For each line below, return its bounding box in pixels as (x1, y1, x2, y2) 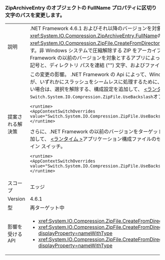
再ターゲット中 (29, 204, 65, 211)
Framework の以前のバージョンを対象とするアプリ (29, 55, 146, 61)
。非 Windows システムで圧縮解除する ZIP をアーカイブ (34, 47, 162, 54)
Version (7, 196, 26, 202)
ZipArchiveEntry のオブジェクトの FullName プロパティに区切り (5, 4, 157, 11)
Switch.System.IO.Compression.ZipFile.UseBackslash (29, 94, 153, 100)
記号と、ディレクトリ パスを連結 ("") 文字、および (29, 62, 145, 69)
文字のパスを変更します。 (5, 11, 65, 18)
